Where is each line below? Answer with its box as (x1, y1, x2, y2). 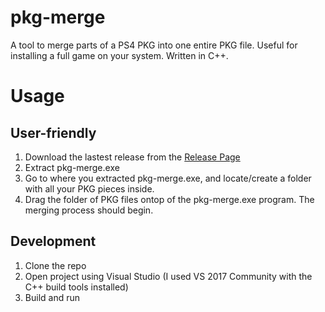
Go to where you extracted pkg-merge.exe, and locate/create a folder (24, 172, 312, 184)
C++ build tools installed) (24, 281, 129, 293)
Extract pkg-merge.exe (24, 161, 120, 173)
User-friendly (10, 124, 97, 141)
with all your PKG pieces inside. (24, 182, 155, 195)
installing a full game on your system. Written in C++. (10, 49, 229, 61)
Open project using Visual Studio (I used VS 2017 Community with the (24, 270, 313, 282)
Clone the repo (24, 259, 87, 271)
